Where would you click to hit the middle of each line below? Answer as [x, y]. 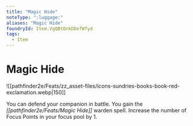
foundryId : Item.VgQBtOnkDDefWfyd [50, 28]
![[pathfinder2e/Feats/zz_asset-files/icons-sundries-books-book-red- [93, 86]
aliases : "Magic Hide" [35, 23]
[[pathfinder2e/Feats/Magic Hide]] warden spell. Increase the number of [96, 110]
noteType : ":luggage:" [35, 17]
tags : [13, 34]
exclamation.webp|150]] [36, 92]
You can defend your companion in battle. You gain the [74, 104]
